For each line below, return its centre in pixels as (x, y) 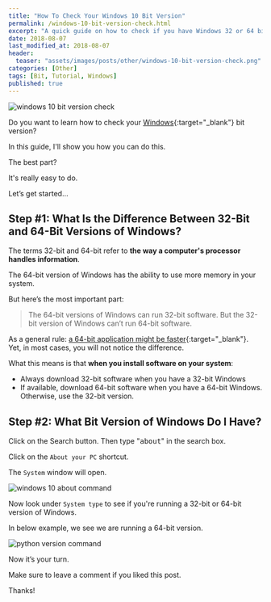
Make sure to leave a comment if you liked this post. (95, 575)
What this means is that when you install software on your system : (121, 364)
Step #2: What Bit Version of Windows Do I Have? (135, 421)
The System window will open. (58, 473)
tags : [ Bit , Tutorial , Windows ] (63, 76)
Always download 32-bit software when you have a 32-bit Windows (133, 379)
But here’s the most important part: (66, 299)
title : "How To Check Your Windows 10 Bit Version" (97, 16)
